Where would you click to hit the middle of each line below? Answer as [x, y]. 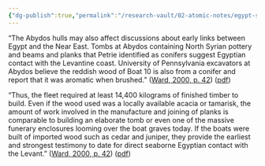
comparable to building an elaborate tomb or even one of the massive [121, 120]
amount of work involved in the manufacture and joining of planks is [118, 112]
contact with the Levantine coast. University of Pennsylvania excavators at [129, 63]
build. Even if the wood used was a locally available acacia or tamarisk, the [129, 103]
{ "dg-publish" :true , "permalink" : [63, 15]
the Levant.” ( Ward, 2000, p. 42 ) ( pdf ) [70, 153]
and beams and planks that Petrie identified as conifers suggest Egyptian [127, 54]
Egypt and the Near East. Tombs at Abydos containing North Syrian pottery [130, 46]
